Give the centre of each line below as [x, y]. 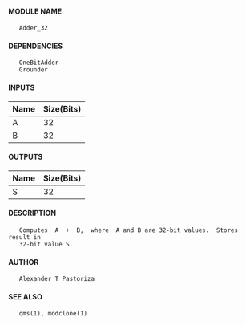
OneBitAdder [39, 63]
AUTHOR [24, 262]
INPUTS [22, 87]
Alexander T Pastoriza [56, 279]
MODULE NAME [35, 11]
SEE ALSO [25, 296]
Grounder [33, 70]
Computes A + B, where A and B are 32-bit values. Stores [129, 230]
